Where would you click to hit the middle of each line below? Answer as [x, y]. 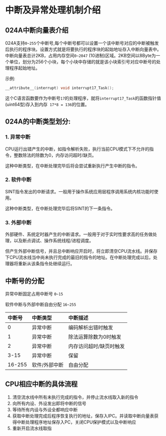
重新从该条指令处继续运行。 [46, 264]
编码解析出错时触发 [91, 327]
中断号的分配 [25, 281]
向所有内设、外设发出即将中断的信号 [49, 403]
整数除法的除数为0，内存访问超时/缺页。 [55, 155]
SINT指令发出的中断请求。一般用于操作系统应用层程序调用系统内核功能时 [80, 191]
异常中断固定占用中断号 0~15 [34, 293]
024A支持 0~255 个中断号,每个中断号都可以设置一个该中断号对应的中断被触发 [82, 43]
